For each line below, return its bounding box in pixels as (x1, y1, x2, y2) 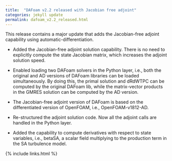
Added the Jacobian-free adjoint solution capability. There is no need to (12, 47, 165, 53)
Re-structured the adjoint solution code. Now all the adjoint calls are (12, 114, 157, 120)
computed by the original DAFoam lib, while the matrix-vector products (12, 84, 163, 90)
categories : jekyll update (5, 12, 63, 17)
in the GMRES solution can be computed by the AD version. (12, 89, 139, 95)
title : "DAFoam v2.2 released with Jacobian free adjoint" (5, 7, 137, 13)
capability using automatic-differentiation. (5, 36, 94, 43)
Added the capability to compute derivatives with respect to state (12, 130, 151, 136)
